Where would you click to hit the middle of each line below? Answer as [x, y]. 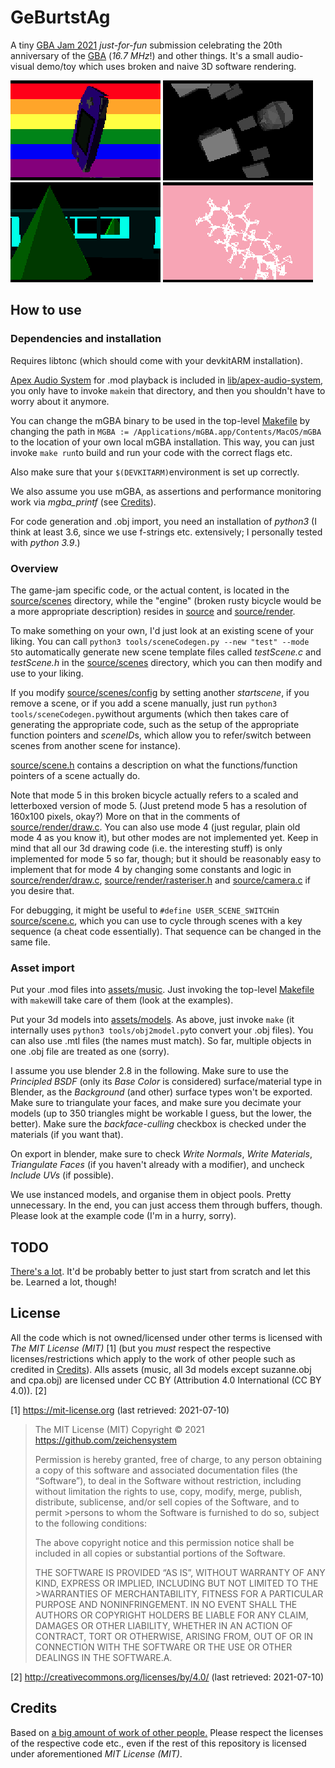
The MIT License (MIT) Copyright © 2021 [119, 1429]
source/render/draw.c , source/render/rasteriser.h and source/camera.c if [161, 880]
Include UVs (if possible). [62, 1175]
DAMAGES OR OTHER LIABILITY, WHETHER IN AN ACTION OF [163, 1625]
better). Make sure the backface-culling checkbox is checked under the [158, 1124]
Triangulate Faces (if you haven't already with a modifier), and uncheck [157, 1165]
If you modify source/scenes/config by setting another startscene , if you [160, 692]
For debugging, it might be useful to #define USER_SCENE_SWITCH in [145, 910]
